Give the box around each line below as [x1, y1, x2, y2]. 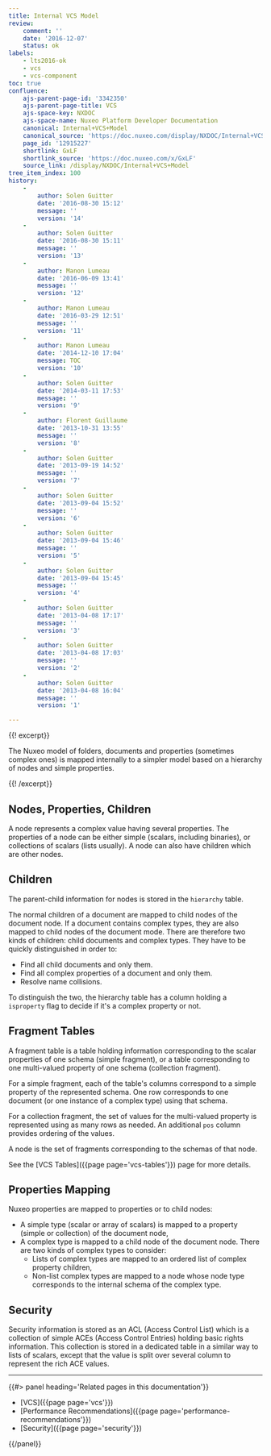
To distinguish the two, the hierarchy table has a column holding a [8, 992, 227, 1002]
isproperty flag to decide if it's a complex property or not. [8, 1000, 202, 1010]
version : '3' [37, 626, 81, 634]
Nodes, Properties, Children [8, 802, 152, 816]
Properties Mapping [8, 1183, 111, 1196]
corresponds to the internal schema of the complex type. [31, 1279, 222, 1290]
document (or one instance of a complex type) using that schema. [8, 1096, 228, 1105]
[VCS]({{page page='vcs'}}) [19, 1398, 114, 1408]
